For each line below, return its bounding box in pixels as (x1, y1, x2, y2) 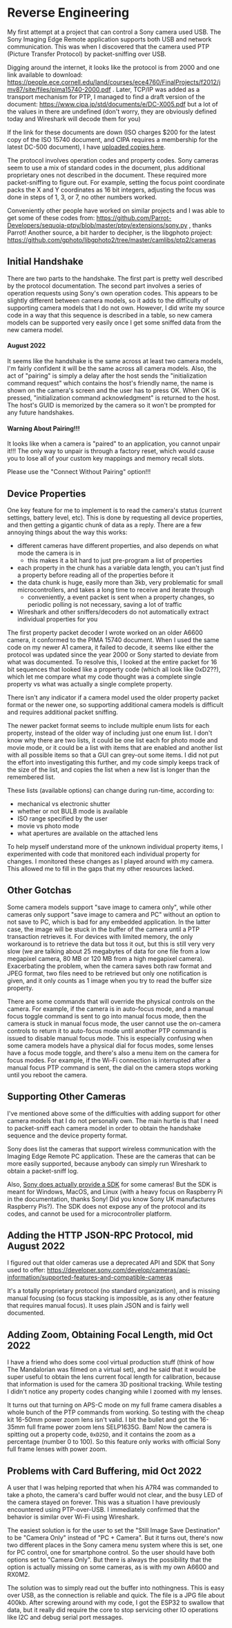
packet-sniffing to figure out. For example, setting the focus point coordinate (7, 178, 225, 186)
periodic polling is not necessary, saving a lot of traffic (27, 600, 182, 608)
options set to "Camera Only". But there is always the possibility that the (7, 1555, 212, 1564)
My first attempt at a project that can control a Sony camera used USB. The (7, 28, 222, 36)
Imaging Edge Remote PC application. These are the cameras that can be (7, 1152, 215, 1160)
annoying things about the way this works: (7, 528, 128, 536)
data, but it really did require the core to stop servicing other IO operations (7, 1606, 219, 1614)
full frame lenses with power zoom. (7, 1445, 108, 1454)
